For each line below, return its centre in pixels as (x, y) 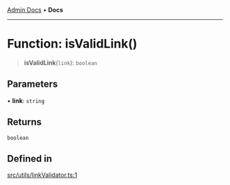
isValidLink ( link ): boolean (61, 62)
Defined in (30, 159)
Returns (25, 122)
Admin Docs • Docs (35, 10)
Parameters (33, 84)
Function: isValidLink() (72, 44)
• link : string (26, 100)
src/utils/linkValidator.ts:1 (42, 175)
